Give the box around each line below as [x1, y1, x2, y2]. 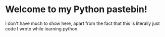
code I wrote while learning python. [5, 25, 79, 31]
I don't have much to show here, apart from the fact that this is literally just [5, 20, 160, 26]
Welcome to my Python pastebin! [5, 4, 147, 15]
